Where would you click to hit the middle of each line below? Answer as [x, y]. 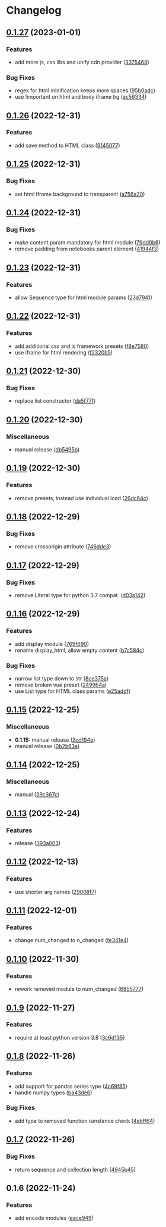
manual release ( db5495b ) [47, 449]
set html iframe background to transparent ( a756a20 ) [80, 194]
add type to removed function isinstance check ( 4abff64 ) [85, 1121]
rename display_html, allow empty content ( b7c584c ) [79, 650]
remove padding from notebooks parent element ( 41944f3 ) [87, 249]
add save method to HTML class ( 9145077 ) [67, 145]
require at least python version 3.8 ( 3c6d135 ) [70, 1037]
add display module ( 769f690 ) [52, 644]
